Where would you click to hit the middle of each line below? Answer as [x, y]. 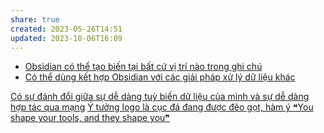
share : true [35, 19]
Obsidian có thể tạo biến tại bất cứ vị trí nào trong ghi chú [143, 67]
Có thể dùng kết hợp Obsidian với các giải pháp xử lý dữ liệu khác [160, 77]
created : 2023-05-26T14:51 [66, 29]
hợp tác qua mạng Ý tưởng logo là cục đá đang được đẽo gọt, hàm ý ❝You [162, 107]
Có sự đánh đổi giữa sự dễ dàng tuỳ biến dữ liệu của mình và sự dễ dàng [160, 97]
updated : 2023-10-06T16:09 [66, 38]
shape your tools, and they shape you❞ [90, 118]
